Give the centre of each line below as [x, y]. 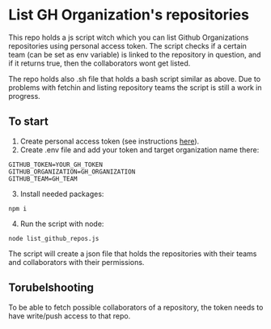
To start [28, 122]
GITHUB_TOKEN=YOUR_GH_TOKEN [56, 164]
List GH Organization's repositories [129, 15]
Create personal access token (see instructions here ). [110, 141]
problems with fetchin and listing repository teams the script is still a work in [135, 88]
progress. [24, 96]
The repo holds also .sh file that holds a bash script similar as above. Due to [135, 79]
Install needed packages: [62, 194]
